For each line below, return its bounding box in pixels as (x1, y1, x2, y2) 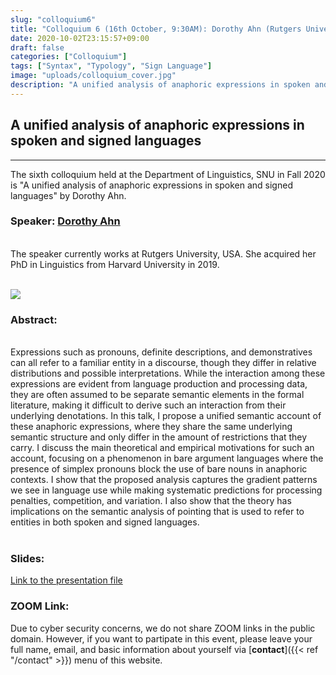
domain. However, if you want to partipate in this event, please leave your (10, 632, 313, 645)
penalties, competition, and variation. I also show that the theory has (10, 495, 292, 507)
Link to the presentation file (10, 574, 123, 586)
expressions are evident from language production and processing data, (10, 378, 308, 390)
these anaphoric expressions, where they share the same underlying (10, 421, 293, 433)
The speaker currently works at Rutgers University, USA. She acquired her (10, 247, 317, 260)
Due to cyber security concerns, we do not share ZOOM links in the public (10, 622, 316, 634)
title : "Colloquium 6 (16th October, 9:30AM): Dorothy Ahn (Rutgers (10, 24, 302, 34)
